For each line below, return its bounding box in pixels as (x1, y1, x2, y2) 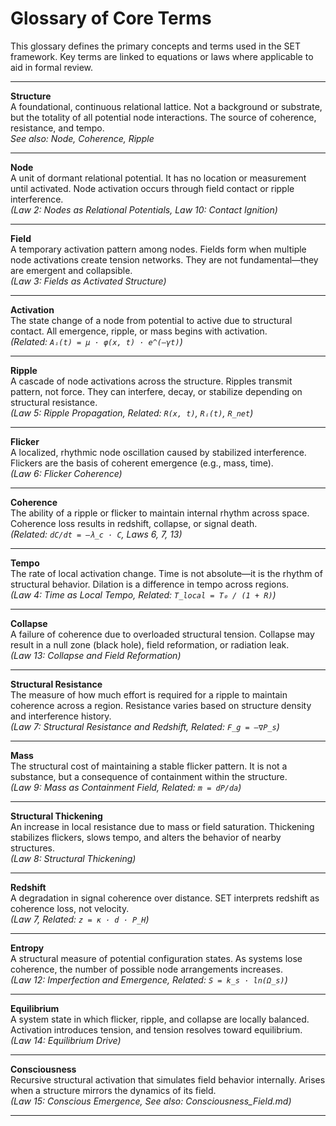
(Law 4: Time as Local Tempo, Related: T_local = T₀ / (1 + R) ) (10, 588, 277, 601)
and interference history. (10, 710, 112, 722)
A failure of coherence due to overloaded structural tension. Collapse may (10, 628, 315, 640)
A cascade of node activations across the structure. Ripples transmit (10, 375, 293, 387)
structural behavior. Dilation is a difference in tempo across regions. (10, 578, 290, 590)
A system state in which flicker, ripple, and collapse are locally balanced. (10, 1013, 310, 1025)
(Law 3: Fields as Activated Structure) (10, 275, 167, 287)
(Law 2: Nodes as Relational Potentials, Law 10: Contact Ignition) (10, 203, 278, 216)
